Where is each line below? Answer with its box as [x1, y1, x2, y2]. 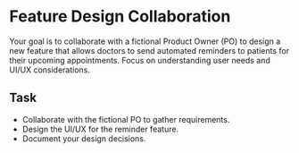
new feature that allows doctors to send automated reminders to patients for [9, 45, 290, 55]
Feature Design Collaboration [9, 6, 231, 27]
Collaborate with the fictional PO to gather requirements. [21, 114, 230, 124]
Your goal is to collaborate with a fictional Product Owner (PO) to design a [9, 36, 281, 47]
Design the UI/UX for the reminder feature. [21, 123, 179, 134]
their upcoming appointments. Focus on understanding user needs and [9, 55, 270, 65]
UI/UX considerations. [9, 64, 91, 75]
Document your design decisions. [21, 132, 146, 144]
